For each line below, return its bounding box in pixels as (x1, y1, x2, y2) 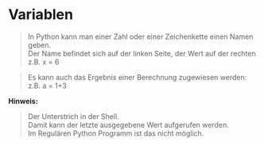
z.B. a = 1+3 (27, 81, 68, 90)
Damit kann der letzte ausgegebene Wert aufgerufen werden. (27, 120, 229, 129)
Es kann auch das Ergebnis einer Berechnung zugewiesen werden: (27, 72, 247, 82)
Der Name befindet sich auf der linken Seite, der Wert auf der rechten (27, 48, 256, 58)
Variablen (8, 6, 74, 24)
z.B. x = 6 (27, 57, 60, 67)
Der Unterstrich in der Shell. (27, 111, 119, 121)
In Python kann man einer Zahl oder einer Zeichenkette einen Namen (27, 32, 254, 41)
